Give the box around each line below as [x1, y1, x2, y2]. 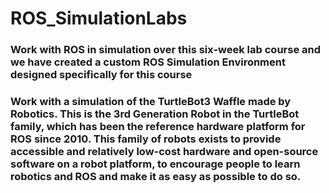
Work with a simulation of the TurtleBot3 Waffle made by [10, 95, 292, 109]
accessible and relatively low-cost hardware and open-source [10, 145, 319, 159]
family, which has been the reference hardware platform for [10, 120, 306, 134]
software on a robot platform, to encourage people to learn [10, 157, 301, 171]
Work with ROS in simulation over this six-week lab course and [10, 43, 322, 57]
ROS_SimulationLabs [10, 7, 188, 30]
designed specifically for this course [10, 68, 193, 82]
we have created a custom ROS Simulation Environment [10, 55, 286, 69]
